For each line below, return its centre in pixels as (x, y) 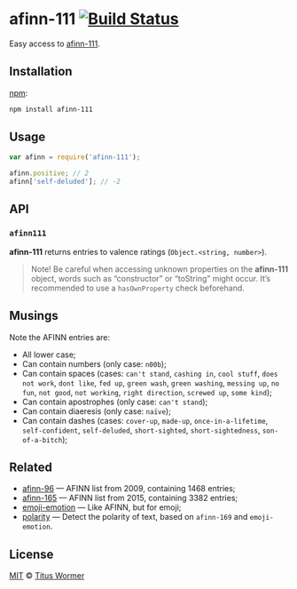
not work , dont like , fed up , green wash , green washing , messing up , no (150, 383)
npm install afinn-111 (51, 109)
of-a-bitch (42, 440)
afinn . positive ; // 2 (49, 173)
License (31, 554)
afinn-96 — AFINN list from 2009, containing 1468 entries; (129, 489)
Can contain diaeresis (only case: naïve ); (96, 411)
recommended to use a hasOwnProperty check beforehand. (138, 288)
